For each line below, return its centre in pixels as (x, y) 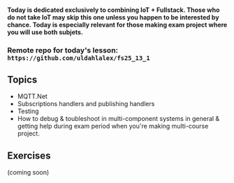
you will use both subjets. (45, 32)
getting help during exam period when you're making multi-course (113, 126)
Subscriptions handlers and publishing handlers (86, 104)
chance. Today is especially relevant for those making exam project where (117, 24)
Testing (28, 111)
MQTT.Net (32, 96)
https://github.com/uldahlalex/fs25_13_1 (79, 58)
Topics (22, 79)
